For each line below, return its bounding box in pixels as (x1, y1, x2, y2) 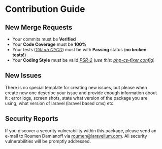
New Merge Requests (5, 23, 72, 32)
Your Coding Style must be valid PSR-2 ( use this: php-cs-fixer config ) (12, 57, 155, 63)
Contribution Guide (5, 3, 85, 15)
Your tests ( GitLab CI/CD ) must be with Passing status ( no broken (12, 47, 147, 52)
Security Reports (5, 114, 59, 123)
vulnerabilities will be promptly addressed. (5, 138, 91, 144)
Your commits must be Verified (12, 36, 76, 42)
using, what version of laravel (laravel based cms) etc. (5, 100, 115, 106)
